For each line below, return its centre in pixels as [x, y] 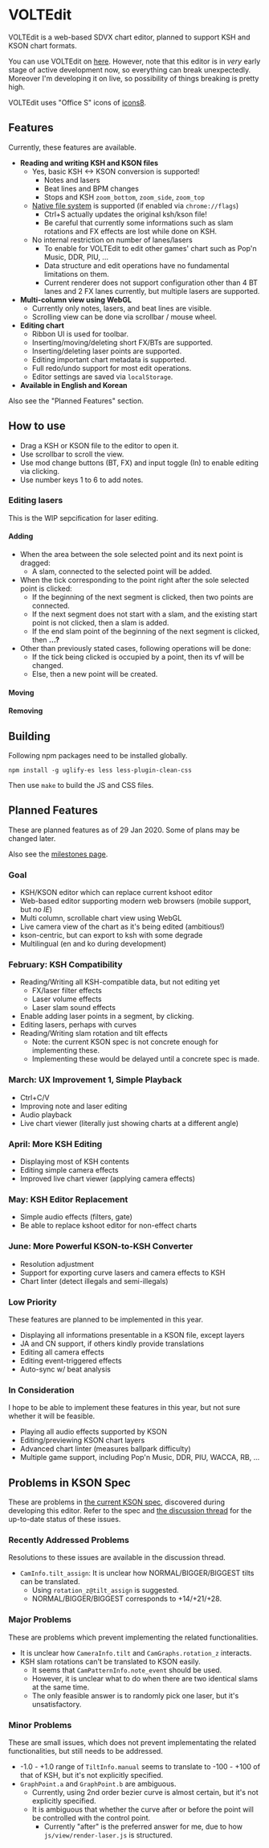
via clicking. [40, 471]
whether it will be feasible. [52, 1416]
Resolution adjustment [57, 1264]
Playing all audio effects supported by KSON [93, 1432]
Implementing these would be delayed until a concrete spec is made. [145, 1059]
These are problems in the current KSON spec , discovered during [116, 1502]
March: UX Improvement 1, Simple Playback [95, 1080]
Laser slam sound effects [74, 1008]
